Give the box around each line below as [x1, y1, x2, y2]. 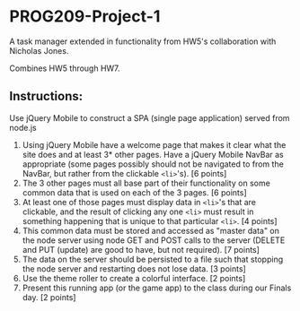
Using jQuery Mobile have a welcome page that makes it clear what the [22, 139, 287, 150]
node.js [9, 122, 38, 133]
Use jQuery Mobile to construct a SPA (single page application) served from [9, 112, 290, 123]
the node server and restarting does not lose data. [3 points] [22, 263, 247, 274]
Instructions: [9, 89, 84, 104]
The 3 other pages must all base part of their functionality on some [22, 177, 271, 188]
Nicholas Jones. [9, 45, 69, 56]
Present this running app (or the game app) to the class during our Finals [22, 282, 292, 293]
